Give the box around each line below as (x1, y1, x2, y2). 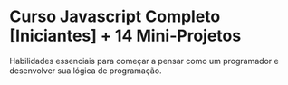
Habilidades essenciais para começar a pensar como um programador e (9, 55, 279, 66)
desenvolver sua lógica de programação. (9, 65, 162, 76)
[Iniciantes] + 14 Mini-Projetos (9, 25, 242, 46)
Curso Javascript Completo (9, 6, 221, 27)
